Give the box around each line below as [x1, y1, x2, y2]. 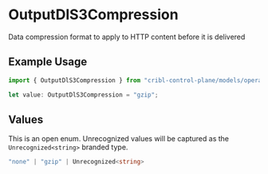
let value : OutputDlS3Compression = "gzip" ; [8, 90, 159, 99]
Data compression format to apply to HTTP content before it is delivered [8, 32, 246, 42]
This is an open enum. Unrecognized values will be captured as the [8, 134, 230, 144]
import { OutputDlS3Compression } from [8, 76, 141, 85]
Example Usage [8, 55, 88, 69]
